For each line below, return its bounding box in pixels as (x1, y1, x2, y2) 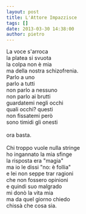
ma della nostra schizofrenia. (6, 67, 79, 74)
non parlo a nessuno (6, 86, 58, 94)
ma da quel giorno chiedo (6, 196, 71, 203)
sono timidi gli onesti (6, 118, 58, 126)
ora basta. (6, 131, 31, 139)
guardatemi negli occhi (6, 99, 64, 106)
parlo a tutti (6, 80, 35, 88)
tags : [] (6, 20, 28, 26)
